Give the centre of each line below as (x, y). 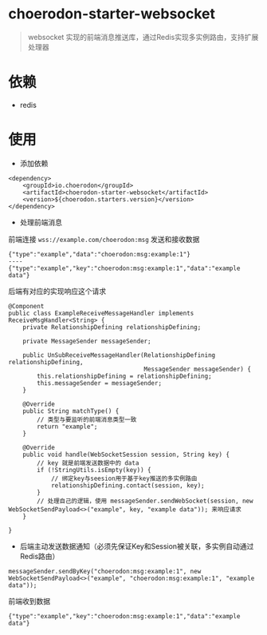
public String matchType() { (71, 411)
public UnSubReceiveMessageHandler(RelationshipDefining (119, 355)
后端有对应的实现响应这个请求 (57, 291)
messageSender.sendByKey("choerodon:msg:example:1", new (105, 571)
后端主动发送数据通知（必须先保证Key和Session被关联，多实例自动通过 (137, 546)
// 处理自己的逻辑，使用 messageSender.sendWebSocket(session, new (145, 501)
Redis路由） (39, 556)
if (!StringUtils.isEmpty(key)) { (94, 470)
